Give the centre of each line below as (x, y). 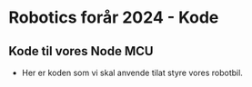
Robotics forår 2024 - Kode (114, 18)
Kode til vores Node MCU (81, 51)
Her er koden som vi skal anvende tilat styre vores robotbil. (132, 72)
